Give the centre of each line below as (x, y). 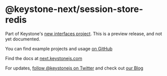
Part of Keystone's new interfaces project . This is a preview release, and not (84, 33)
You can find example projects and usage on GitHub (59, 48)
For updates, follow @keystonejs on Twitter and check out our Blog (74, 68)
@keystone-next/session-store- (74, 9)
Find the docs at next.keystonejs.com (44, 58)
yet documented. (23, 39)
